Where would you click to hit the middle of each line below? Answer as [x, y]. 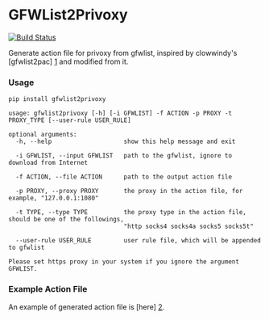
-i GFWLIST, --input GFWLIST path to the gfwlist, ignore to [124, 156]
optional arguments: [43, 135]
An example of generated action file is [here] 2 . [87, 307]
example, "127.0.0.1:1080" [54, 198]
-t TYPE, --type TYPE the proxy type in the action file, [131, 213]
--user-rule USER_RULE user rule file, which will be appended [139, 241]
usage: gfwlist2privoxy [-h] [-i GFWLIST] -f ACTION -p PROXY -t [120, 114]
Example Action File [48, 289]
